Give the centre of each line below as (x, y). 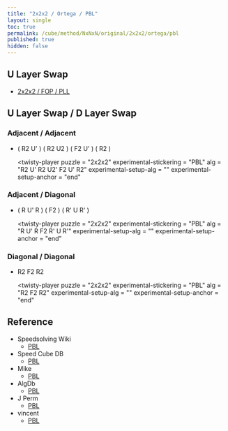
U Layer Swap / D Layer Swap (72, 114)
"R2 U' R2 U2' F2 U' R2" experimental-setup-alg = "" (93, 169)
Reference (30, 322)
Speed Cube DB (40, 353)
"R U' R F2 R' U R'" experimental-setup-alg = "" (86, 231)
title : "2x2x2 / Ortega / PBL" (53, 14)
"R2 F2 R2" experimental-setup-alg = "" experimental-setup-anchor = (118, 293)
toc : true (22, 27)
